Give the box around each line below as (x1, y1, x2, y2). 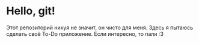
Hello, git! (6, 4, 56, 18)
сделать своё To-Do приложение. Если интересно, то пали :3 (6, 30, 164, 37)
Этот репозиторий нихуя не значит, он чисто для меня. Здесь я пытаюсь (6, 24, 194, 31)
